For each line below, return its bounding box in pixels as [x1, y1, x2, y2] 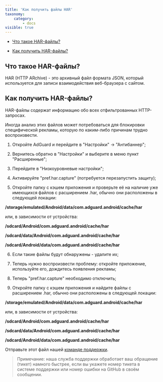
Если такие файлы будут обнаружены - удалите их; [12, 251, 119, 257]
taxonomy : [5, 12, 25, 17]
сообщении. [17, 371, 42, 377]
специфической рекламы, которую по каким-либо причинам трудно [5, 127, 148, 133]
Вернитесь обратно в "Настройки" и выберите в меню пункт [12, 151, 139, 157]
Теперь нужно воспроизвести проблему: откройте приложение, [12, 261, 146, 267]
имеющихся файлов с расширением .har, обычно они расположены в [12, 189, 158, 195]
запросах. [5, 112, 26, 118]
